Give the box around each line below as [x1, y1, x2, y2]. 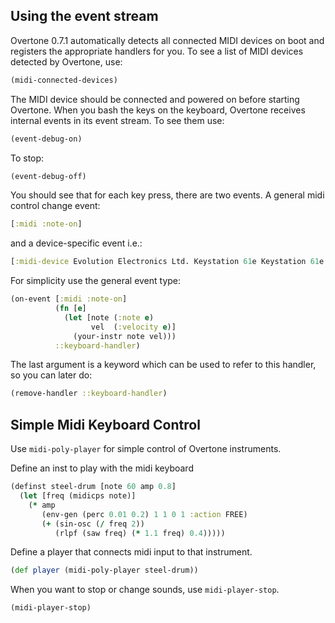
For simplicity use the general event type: [10, 275, 182, 287]
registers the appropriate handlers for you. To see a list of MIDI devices [10, 45, 304, 57]
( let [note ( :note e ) [63, 312, 155, 323]
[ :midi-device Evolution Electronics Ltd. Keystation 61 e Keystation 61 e [10, 257, 325, 267]
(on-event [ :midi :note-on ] [10, 294, 128, 304]
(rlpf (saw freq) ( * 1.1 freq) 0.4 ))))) [54, 528, 226, 538]
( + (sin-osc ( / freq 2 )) [41, 519, 145, 529]
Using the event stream [10, 8, 159, 25]
